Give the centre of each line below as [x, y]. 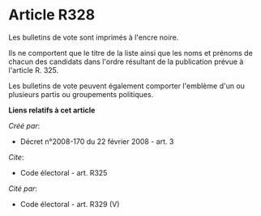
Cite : [16, 157]
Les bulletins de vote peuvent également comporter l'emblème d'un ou [127, 86]
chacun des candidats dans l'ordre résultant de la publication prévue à [126, 61]
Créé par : [24, 125]
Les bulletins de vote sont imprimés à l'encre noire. [94, 37]
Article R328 [52, 15]
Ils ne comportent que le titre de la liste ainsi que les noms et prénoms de [130, 53]
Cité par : [23, 188]
